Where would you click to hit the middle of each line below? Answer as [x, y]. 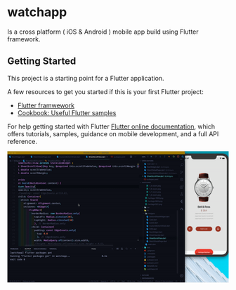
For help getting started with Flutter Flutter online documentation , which [111, 126]
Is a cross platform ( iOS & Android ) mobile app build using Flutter [103, 32]
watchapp [37, 12]
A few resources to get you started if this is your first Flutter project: [105, 91]
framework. [24, 39]
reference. [22, 141]
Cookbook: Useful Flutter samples [67, 112]
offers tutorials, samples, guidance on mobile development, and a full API [113, 133]
